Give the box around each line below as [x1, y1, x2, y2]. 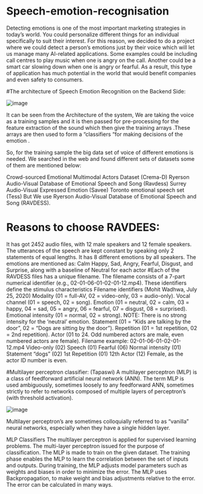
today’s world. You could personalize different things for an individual [6, 30, 179, 38]
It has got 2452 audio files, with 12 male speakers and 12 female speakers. [6, 240, 192, 248]
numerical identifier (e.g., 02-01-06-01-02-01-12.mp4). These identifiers [6, 279, 187, 286]
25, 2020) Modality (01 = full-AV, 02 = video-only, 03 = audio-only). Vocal [6, 292, 191, 299]
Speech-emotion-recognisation [6, 4, 170, 18]
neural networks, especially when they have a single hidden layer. [6, 424, 171, 431]
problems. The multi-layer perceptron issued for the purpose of [6, 442, 165, 450]
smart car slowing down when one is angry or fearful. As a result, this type [6, 63, 193, 70]
